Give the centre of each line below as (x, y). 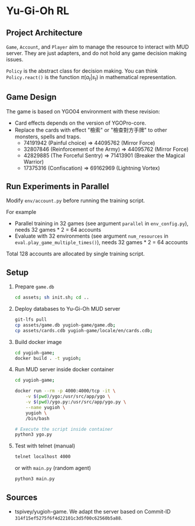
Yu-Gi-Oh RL (38, 11)
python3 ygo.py (33, 435)
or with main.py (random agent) (53, 468)
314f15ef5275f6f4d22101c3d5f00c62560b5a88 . (69, 518)
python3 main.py (35, 479)
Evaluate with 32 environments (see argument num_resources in (91, 236)
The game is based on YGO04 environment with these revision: (83, 111)
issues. (15, 59)
